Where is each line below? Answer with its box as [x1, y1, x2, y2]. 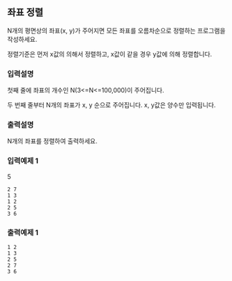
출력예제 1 [7, 227, 39, 237]
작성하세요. [7, 35, 38, 43]
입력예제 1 [7, 156, 39, 166]
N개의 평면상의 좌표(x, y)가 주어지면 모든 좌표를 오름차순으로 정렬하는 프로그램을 [7, 26, 226, 35]
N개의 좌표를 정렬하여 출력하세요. [7, 137, 98, 145]
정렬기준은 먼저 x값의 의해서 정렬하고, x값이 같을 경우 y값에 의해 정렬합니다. [7, 49, 212, 58]
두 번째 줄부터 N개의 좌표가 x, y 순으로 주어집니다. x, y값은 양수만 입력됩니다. [7, 101, 216, 109]
